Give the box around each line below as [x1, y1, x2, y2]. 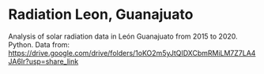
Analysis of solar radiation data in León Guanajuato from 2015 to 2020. [8, 31, 239, 41]
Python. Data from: [8, 39, 70, 49]
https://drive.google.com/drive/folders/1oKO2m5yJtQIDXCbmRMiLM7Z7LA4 [8, 48, 256, 57]
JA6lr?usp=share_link [8, 57, 79, 66]
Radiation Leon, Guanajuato [8, 6, 194, 24]
